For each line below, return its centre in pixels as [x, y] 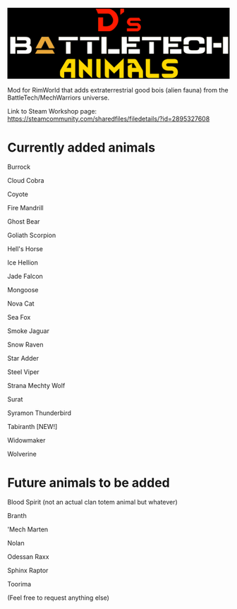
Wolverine [22, 454]
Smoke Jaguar [28, 331]
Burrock [19, 167]
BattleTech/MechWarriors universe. [59, 98]
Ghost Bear [24, 222]
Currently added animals [81, 147]
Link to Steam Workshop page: [52, 111]
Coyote [18, 194]
